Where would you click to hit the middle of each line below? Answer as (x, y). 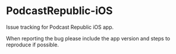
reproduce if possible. (32, 45)
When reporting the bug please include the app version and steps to (88, 38)
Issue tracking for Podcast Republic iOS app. (60, 27)
